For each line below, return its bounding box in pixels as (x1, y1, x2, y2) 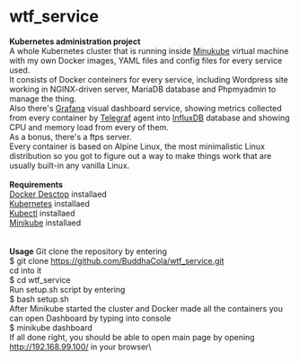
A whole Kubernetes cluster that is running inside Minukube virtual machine (9, 45, 289, 56)
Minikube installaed (9, 217, 82, 228)
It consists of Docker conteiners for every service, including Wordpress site (9, 74, 289, 84)
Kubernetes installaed (9, 198, 90, 208)
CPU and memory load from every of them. (9, 121, 169, 132)
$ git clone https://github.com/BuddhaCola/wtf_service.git (9, 255, 224, 266)
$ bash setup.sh (9, 294, 69, 304)
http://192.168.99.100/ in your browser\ (9, 341, 152, 352)
